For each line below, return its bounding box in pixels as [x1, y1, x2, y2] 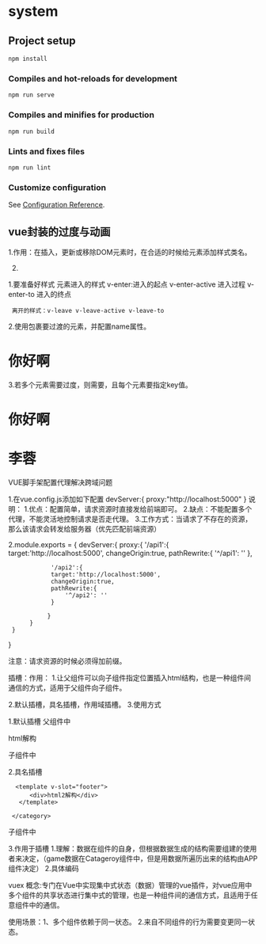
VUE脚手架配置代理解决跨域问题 [8, 478, 113, 487]
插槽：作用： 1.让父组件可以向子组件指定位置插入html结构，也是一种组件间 [8, 673, 252, 683]
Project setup [8, 34, 77, 48]
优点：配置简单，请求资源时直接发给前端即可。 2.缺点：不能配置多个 [28, 504, 253, 514]
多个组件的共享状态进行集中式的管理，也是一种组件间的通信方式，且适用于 [8, 890, 251, 900]
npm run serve [8, 91, 55, 99]
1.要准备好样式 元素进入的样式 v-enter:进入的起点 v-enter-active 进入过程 [8, 280, 246, 289]
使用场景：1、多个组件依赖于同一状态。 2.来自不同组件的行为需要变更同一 [8, 917, 249, 927]
